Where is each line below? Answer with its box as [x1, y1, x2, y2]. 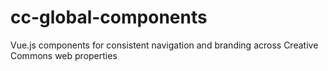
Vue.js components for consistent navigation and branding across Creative [10, 39, 319, 51]
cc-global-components [10, 6, 208, 29]
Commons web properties [10, 49, 118, 61]
